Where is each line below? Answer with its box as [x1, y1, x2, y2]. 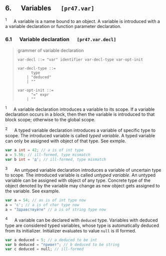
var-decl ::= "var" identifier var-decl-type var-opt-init [17, 57, 143, 62]
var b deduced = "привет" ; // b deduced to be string [5, 242, 120, 247]
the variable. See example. [5, 188, 60, 194]
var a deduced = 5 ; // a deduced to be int [5, 237, 97, 242]
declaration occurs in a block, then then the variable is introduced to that [5, 111, 155, 117]
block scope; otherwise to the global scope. [5, 117, 96, 123]
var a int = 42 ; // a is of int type [5, 148, 84, 153]
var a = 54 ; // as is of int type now [5, 198, 86, 203]
